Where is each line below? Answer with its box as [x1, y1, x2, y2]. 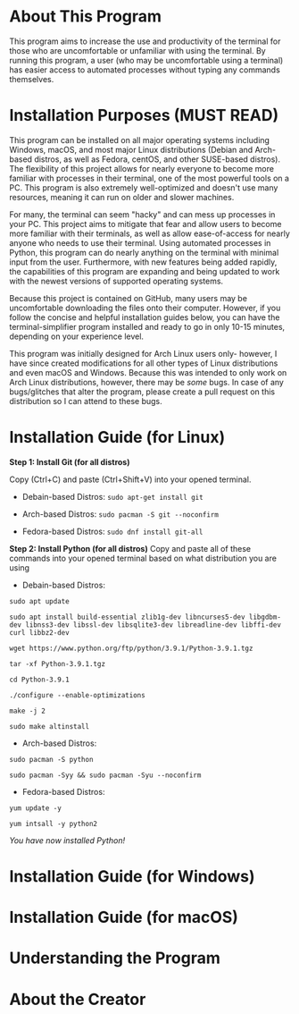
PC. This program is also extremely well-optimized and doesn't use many [9, 182, 278, 193]
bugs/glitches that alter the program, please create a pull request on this [9, 386, 275, 397]
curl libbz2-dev [9, 628, 70, 637]
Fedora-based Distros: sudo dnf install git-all [21, 526, 203, 537]
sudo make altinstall [9, 722, 90, 731]
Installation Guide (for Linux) [9, 427, 226, 448]
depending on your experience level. [9, 331, 145, 342]
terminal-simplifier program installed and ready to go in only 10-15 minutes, [9, 321, 286, 332]
